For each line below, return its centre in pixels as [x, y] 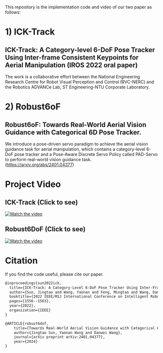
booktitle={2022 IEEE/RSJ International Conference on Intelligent [79, 297]
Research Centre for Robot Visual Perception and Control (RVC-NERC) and [80, 82]
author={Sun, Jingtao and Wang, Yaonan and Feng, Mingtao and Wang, [80, 292]
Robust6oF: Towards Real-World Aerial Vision [76, 124]
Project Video [33, 184]
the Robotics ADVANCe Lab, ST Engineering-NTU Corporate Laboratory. [77, 87]
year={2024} [26, 342]
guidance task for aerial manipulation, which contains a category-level [75, 149]
